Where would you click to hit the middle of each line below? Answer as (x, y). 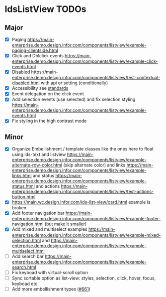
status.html (23, 186)
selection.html (26, 240)
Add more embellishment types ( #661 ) (51, 289)
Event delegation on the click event (48, 94)
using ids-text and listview (39, 154)
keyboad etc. (25, 284)
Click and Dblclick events (38, 56)
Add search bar (28, 256)
